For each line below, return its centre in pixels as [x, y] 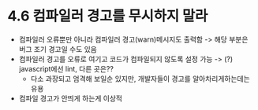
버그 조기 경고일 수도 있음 [58, 49]
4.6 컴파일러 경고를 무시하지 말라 [108, 16]
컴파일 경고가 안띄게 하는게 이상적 [71, 98]
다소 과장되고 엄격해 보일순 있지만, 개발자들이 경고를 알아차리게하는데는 [140, 79]
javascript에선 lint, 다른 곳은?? [66, 68]
